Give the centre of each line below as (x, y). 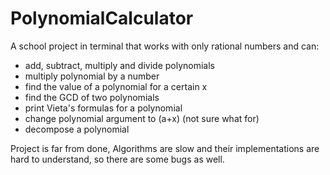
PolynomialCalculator (102, 18)
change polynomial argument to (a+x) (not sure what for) (142, 118)
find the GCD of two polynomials (92, 97)
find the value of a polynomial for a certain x (116, 86)
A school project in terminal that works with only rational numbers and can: (165, 46)
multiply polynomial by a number (92, 76)
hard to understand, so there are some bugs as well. (117, 159)
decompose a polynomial (77, 129)
